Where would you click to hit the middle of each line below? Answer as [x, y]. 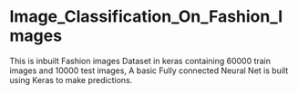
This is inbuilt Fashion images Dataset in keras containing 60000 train [140, 61]
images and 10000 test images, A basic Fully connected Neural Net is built [149, 70]
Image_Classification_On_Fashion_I [146, 17]
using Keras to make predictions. [71, 80]
